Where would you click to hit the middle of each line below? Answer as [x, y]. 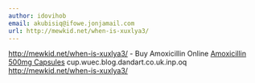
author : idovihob [37, 16]
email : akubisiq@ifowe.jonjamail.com [72, 23]
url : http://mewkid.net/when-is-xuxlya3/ [79, 31]
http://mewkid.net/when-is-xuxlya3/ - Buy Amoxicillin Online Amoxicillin [127, 54]
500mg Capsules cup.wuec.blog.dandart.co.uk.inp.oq [98, 62]
